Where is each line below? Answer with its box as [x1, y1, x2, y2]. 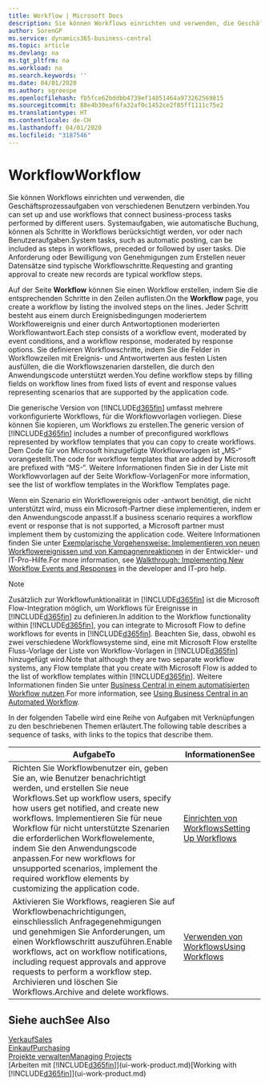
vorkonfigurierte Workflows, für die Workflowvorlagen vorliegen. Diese [8, 411, 242, 421]
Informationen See [185, 749, 255, 760]
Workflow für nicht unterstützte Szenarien [12, 823, 170, 834]
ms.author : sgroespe [8, 86, 78, 95]
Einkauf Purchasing [8, 1043, 70, 1053]
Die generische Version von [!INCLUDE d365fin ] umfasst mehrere [8, 402, 223, 412]
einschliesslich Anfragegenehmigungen [12, 916, 162, 927]
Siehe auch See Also [8, 1013, 110, 1027]
